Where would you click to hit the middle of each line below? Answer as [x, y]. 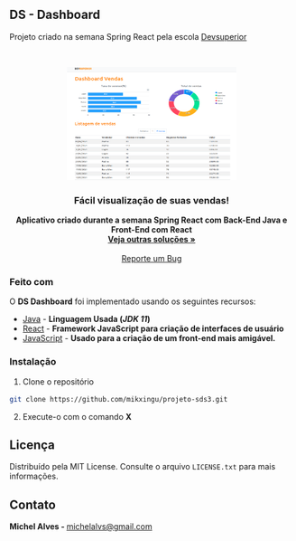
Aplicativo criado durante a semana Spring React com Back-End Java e [152, 220]
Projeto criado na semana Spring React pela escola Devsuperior [128, 36]
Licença [32, 445]
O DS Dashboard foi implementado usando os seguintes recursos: [133, 301]
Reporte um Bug [152, 259]
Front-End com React [152, 230]
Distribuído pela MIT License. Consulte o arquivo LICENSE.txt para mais [143, 467]
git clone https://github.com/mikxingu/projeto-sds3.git [119, 399]
